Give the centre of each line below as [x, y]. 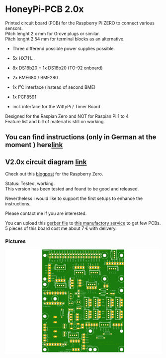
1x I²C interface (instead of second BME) [54, 87]
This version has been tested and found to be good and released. [72, 189]
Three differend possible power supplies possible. [64, 48]
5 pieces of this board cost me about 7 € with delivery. [61, 228]
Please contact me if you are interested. [46, 213]
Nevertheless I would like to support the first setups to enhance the [74, 198]
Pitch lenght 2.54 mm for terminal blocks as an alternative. [65, 39]
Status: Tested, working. [30, 183]
